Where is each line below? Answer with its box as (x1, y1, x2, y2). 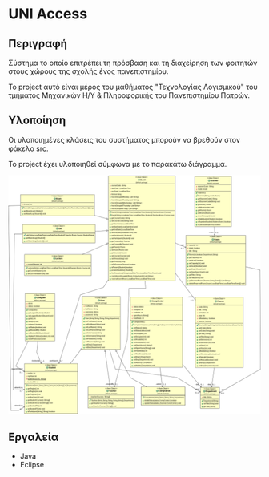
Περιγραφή (8, 37, 68, 51)
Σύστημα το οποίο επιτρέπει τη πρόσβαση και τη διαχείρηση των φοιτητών (8, 58, 258, 67)
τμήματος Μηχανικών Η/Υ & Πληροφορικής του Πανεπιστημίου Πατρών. (8, 91, 251, 100)
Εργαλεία (8, 430, 59, 443)
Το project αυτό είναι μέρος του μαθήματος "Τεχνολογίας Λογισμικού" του (8, 82, 258, 91)
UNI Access (8, 5, 88, 23)
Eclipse (19, 460, 45, 470)
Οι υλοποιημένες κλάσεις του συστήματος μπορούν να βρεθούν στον (8, 135, 241, 144)
